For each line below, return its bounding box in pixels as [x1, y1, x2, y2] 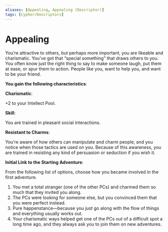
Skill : [5, 110, 16, 116]
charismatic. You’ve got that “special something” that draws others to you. [5, 55, 159, 61]
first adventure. [5, 174, 37, 180]
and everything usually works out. [12, 210, 83, 216]
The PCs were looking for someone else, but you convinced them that [12, 194, 157, 200]
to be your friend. [5, 71, 41, 77]
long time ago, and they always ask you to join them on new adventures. [12, 221, 162, 227]
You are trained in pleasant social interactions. [5, 119, 101, 125]
